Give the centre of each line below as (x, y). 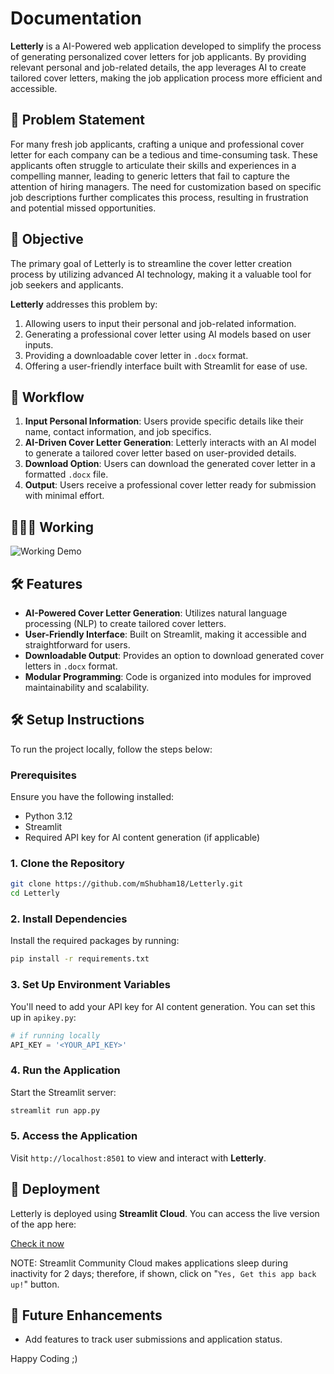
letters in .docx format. (71, 666)
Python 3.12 (48, 816)
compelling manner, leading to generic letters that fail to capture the (150, 176)
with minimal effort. (64, 496)
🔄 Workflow (47, 397)
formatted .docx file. (66, 474)
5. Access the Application (74, 1136)
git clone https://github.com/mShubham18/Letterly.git (127, 884)
